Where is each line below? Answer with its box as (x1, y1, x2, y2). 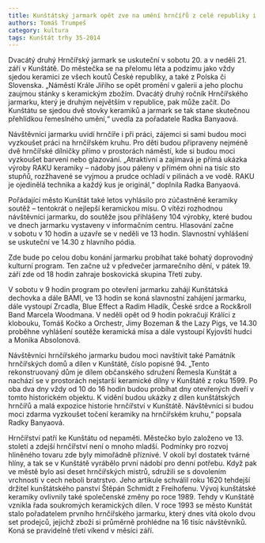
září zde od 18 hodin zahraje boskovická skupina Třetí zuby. (8, 270, 203, 279)
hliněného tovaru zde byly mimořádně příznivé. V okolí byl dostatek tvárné (8, 450, 251, 460)
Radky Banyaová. (8, 418, 65, 427)
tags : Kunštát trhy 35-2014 (8, 33, 101, 42)
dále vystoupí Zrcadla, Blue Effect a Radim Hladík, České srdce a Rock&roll (8, 302, 252, 311)
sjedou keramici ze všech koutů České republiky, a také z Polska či (8, 72, 226, 82)
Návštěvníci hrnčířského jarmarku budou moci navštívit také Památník (8, 351, 236, 360)
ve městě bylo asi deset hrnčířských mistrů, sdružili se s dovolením (8, 467, 227, 477)
